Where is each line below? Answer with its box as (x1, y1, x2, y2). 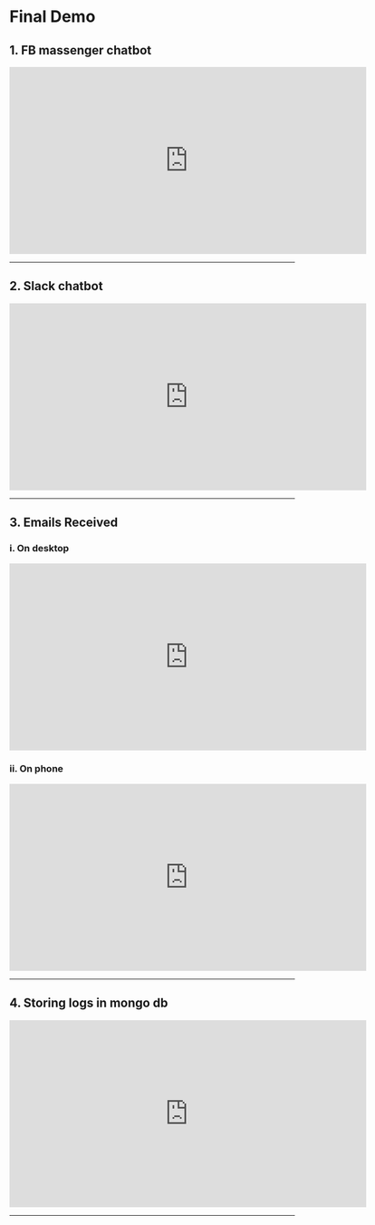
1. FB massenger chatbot (9, 43, 152, 58)
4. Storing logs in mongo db (9, 996, 168, 1011)
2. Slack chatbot (9, 278, 103, 294)
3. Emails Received (9, 515, 119, 530)
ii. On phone (9, 763, 63, 775)
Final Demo (9, 6, 96, 27)
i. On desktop (9, 542, 70, 555)
